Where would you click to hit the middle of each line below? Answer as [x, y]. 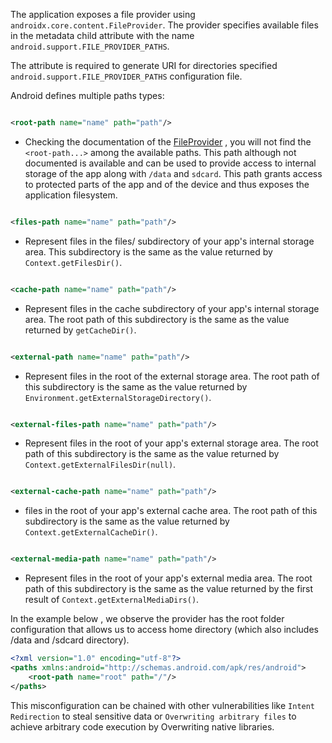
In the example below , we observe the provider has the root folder [147, 619]
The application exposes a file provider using [103, 14]
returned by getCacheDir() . [80, 330]
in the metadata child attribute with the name [102, 35]
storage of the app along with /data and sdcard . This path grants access [173, 173]
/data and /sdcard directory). [70, 640]
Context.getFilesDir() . [73, 262]
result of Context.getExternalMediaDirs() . [112, 600]
